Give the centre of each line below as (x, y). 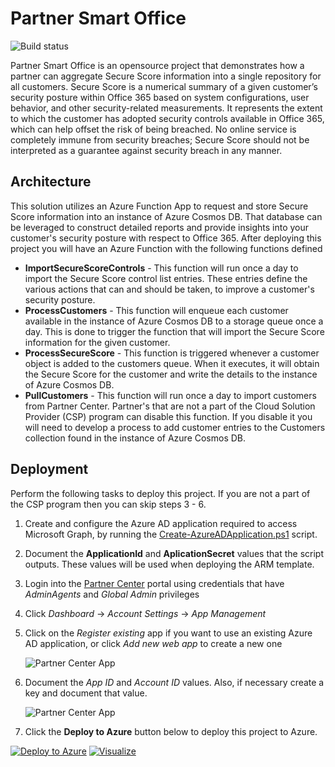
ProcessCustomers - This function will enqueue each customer (156, 310)
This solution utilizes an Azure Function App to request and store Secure (159, 206)
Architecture (51, 182)
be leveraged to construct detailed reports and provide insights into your (160, 227)
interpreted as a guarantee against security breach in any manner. (146, 150)
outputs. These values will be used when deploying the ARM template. (169, 564)
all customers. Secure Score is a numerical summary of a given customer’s (164, 86)
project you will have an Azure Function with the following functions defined (166, 248)
